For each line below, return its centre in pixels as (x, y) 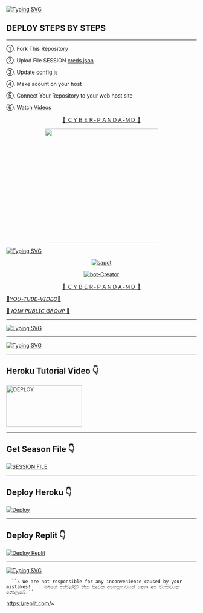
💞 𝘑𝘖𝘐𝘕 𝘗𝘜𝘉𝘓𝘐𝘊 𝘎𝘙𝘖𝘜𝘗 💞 (38, 310)
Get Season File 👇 (40, 449)
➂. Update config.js (32, 72)
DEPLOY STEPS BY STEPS (56, 28)
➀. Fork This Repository (37, 48)
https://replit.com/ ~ (31, 603)
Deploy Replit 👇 (36, 535)
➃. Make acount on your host (44, 84)
